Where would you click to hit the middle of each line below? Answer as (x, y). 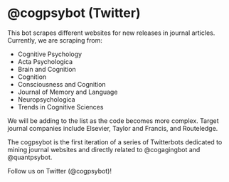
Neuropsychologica (47, 99)
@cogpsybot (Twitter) (74, 13)
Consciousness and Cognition (62, 84)
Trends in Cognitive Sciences (60, 107)
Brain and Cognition (47, 69)
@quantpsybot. (30, 157)
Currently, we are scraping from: (55, 40)
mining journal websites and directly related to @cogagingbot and (104, 149)
